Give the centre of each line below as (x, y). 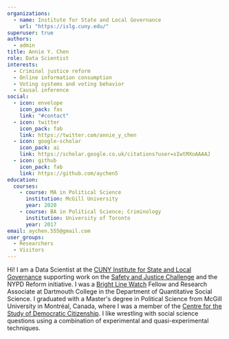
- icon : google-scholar (47, 142)
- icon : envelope (38, 103)
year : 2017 (41, 224)
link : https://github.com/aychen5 (69, 173)
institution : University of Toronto (78, 218)
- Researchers (33, 244)
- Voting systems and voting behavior (69, 84)
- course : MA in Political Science (70, 193)
